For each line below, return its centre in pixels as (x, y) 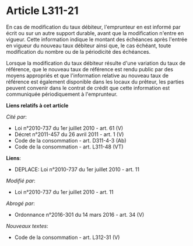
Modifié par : (21, 181)
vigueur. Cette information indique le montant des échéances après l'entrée (97, 39)
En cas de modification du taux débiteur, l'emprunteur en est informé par (93, 27)
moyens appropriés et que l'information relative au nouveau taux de (87, 75)
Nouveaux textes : (27, 226)
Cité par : (17, 117)
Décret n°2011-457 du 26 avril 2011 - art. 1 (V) (69, 134)
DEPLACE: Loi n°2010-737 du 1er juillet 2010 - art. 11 (77, 169)
